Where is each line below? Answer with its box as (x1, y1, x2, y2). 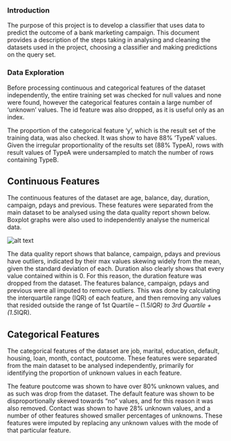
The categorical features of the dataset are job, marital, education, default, (7, 347, 220, 355)
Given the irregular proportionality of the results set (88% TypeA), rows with (7, 141, 224, 149)
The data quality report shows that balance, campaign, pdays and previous (7, 250, 221, 258)
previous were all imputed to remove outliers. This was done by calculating (7, 286, 221, 295)
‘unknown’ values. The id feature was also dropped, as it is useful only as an (7, 106, 225, 114)
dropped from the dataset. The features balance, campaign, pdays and (7, 279, 210, 288)
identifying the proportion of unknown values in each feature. (7, 369, 182, 378)
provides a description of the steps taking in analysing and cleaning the (7, 36, 211, 44)
